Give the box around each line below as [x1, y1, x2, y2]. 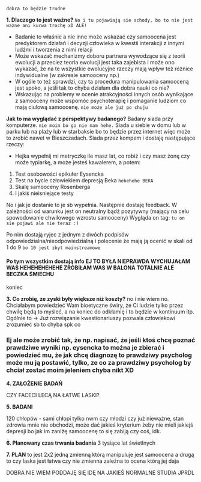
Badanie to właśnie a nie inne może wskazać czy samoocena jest [14, 33, 176, 40]
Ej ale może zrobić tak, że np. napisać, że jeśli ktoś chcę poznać [6, 336, 196, 344]
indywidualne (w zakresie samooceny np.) [14, 72, 120, 78]
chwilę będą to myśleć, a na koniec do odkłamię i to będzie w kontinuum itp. [6, 308, 194, 315]
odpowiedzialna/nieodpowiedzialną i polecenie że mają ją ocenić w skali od [6, 238, 193, 244]
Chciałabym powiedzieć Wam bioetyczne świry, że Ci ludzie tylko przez [6, 301, 184, 309]
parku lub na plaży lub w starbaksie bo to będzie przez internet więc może [6, 128, 191, 135]
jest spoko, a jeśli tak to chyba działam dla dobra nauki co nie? [14, 84, 170, 91]
